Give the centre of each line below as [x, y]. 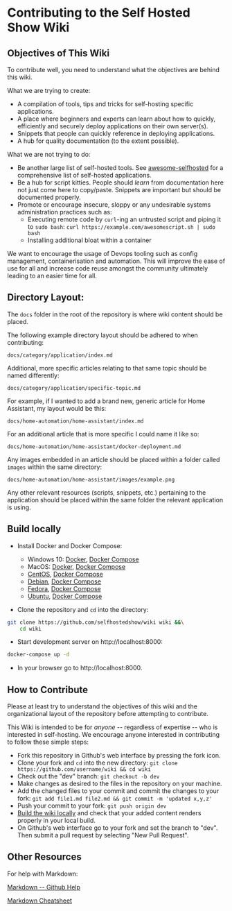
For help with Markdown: [43, 874]
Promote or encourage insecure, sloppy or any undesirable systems [114, 205]
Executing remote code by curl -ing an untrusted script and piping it [124, 219]
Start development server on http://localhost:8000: [90, 642]
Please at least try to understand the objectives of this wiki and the [102, 706]
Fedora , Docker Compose [64, 588]
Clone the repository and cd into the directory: [83, 609]
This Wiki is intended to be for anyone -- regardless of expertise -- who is [113, 727]
